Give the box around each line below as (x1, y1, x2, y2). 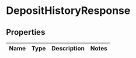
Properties (6, 27, 46, 37)
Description (51, 45, 85, 52)
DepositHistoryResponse (6, 4, 131, 17)
